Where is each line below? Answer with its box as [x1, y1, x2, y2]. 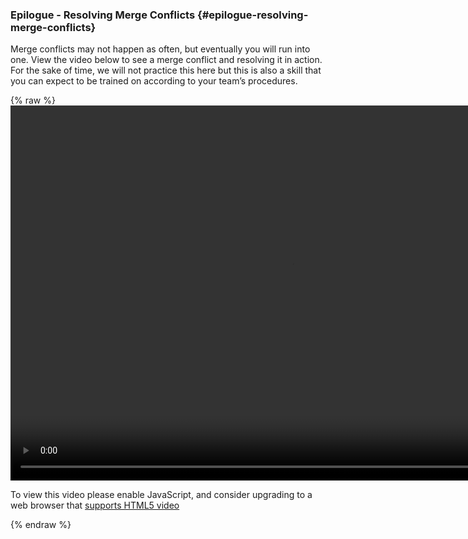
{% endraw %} [10, 519, 72, 531]
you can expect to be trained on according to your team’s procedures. [10, 75, 298, 87]
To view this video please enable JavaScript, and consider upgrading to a [10, 489, 313, 501]
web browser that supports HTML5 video [10, 499, 180, 512]
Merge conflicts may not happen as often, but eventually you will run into [10, 43, 311, 55]
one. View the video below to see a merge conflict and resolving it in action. [10, 54, 323, 66]
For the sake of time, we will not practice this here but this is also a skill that [10, 64, 322, 77]
